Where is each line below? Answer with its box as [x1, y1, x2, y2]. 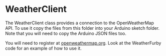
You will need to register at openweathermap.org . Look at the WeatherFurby [5, 40, 162, 46]
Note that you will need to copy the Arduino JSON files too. [5, 30, 127, 36]
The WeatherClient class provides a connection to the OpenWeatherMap [5, 20, 154, 26]
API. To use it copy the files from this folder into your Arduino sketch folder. [5, 25, 160, 31]
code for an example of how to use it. [5, 45, 82, 51]
